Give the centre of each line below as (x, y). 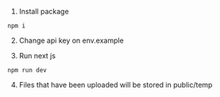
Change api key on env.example (71, 40)
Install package (44, 11)
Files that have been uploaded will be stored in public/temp (116, 85)
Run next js (37, 56)
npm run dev (27, 70)
